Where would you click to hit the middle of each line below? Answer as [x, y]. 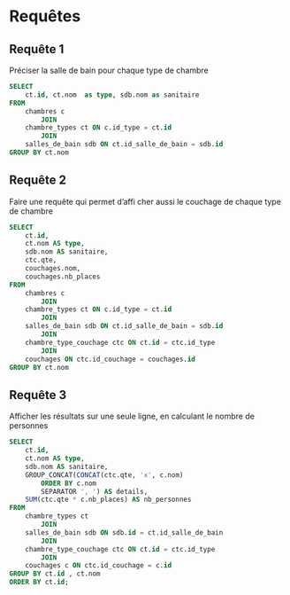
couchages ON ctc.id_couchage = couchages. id [111, 359]
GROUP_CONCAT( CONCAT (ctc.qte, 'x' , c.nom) [104, 475]
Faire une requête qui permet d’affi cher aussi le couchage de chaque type [145, 201]
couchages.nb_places [63, 277]
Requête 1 [37, 49]
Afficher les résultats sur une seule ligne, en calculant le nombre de [132, 416]
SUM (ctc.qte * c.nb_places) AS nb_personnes [108, 500]
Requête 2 [38, 180]
